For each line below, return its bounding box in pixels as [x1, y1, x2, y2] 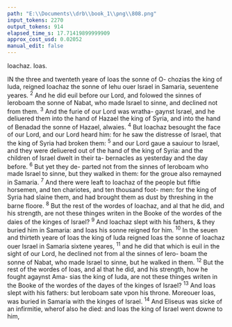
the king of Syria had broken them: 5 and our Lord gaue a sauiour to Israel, [7, 137, 220, 147]
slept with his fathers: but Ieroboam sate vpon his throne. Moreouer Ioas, [7, 288, 216, 296]
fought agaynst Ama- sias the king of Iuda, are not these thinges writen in [7, 273, 217, 281]
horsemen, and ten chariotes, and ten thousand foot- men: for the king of [7, 185, 217, 193]
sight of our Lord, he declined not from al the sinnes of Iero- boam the [7, 249, 208, 257]
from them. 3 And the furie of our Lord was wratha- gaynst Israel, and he [7, 106, 215, 115]
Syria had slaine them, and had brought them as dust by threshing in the [7, 193, 214, 201]
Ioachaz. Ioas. [7, 62, 47, 70]
